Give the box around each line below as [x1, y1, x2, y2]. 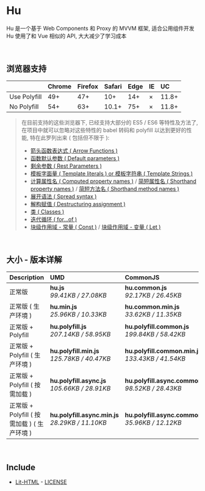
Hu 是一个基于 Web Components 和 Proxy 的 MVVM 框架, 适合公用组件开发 [6, 24, 195, 32]
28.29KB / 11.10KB [49, 418, 107, 427]
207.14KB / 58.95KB [49, 330, 111, 339]
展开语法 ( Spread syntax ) [30, 193, 97, 200]
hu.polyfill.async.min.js [49, 410, 119, 419]
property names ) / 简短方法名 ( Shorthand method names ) [30, 185, 180, 192]
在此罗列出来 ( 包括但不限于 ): [35, 134, 110, 141]
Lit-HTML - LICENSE [15, 478, 67, 486]
